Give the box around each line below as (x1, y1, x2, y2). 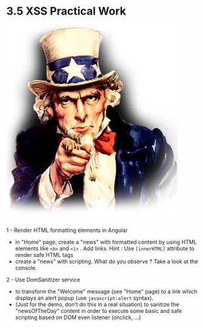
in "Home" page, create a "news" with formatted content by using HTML (15, 238, 197, 245)
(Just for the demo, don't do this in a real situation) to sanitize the (15, 300, 180, 308)
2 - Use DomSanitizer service (6, 276, 80, 283)
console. (15, 264, 37, 272)
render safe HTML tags (15, 251, 74, 258)
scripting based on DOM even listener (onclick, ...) (15, 314, 141, 321)
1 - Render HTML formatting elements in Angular (6, 227, 128, 234)
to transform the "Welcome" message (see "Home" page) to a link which (15, 287, 198, 295)
